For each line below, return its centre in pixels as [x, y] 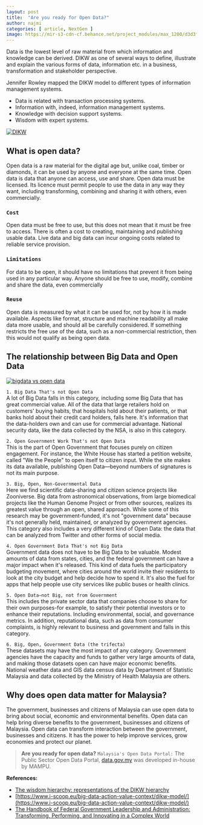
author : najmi [24, 23]
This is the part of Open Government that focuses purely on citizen [89, 447]
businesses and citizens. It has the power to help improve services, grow [97, 735]
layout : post [23, 12]
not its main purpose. [33, 472]
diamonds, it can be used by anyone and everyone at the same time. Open [99, 172]
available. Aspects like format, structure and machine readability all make [97, 318]
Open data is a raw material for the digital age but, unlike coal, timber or [95, 165]
